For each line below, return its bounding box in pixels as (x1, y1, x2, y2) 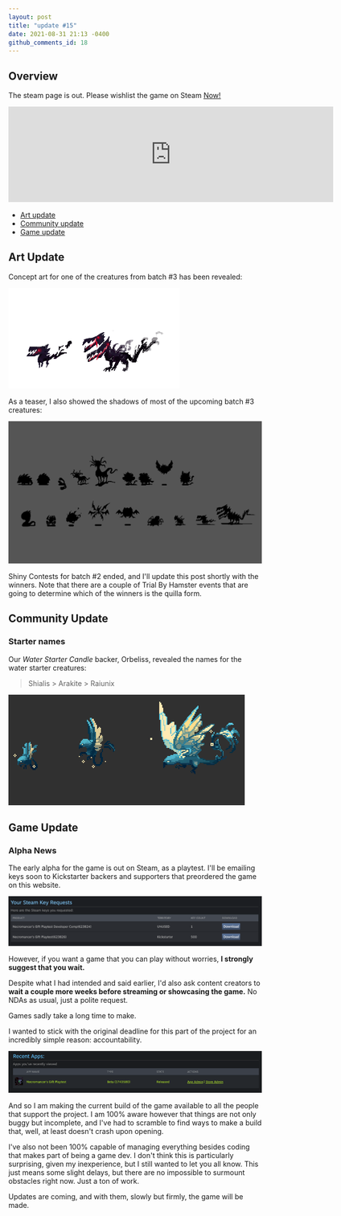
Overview (8, 69, 59, 83)
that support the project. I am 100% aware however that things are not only (8, 1109, 257, 1119)
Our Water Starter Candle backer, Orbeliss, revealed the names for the (8, 654, 242, 663)
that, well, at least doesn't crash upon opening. (8, 1126, 164, 1136)
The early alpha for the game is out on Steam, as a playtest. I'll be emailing (8, 863, 256, 873)
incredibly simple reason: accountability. (8, 1035, 142, 1045)
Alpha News (8, 844, 57, 856)
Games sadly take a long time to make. (8, 1011, 137, 1021)
